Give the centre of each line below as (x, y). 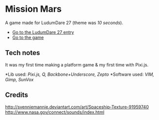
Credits (17, 95)
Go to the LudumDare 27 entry (43, 32)
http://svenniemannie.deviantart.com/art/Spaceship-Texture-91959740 (77, 107)
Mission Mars (33, 9)
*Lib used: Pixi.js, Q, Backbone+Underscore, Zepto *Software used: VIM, (80, 74)
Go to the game (28, 37)
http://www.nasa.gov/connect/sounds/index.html (55, 112)
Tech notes (23, 53)
